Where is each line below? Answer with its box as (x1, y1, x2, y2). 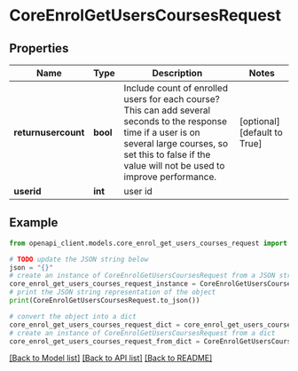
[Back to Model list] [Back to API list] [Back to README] (9, 352, 213, 364)
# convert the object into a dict (9, 312, 137, 320)
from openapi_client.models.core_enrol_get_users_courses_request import (9, 239, 288, 248)
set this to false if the (123, 148, 211, 161)
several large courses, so (123, 138, 229, 149)
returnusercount (13, 126, 85, 138)
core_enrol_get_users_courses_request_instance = (9, 280, 197, 288)
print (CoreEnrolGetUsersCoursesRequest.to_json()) (9, 296, 200, 305)
